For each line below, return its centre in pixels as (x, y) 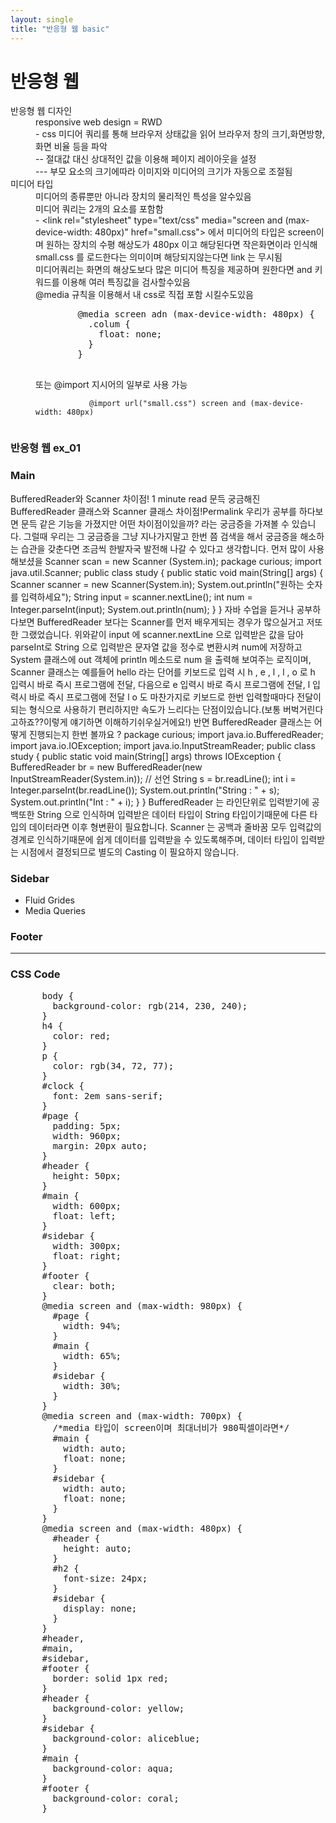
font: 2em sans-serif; (108, 1095)
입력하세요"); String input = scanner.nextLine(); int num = (136, 597)
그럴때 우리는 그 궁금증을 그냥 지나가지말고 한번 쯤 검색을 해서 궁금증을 (160, 536)
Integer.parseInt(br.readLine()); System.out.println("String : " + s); (145, 790)
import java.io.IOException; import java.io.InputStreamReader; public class (163, 745)
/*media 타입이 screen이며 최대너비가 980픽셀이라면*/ (171, 1427)
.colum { (109, 324)
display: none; (100, 1608)
